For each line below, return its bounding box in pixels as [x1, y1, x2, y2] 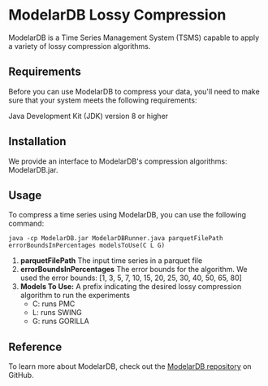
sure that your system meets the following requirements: [8, 95, 197, 105]
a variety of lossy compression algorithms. [8, 41, 151, 50]
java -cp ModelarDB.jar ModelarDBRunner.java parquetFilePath [8, 235, 223, 243]
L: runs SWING [32, 308, 83, 318]
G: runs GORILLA [32, 316, 89, 327]
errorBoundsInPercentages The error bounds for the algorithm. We [19, 265, 248, 274]
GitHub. [8, 371, 34, 380]
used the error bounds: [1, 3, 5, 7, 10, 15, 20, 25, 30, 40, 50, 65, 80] [19, 273, 242, 283]
